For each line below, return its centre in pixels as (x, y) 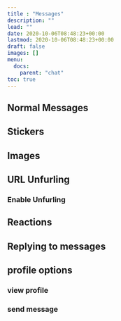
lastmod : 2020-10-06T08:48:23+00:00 (60, 40)
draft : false (26, 46)
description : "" (31, 20)
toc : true (22, 79)
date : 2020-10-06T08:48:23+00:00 (56, 33)
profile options (40, 271)
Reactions (30, 222)
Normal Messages (48, 107)
